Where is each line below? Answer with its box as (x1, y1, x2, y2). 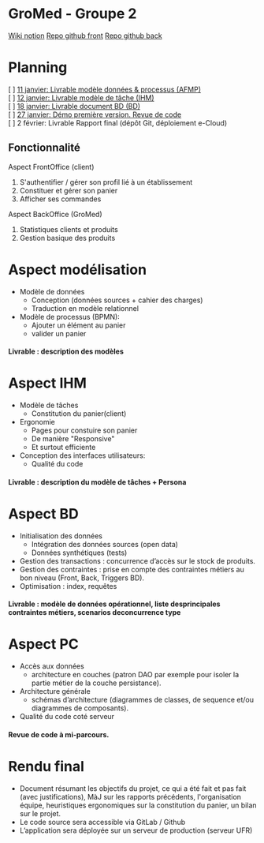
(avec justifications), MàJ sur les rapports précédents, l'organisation (19, 792, 242, 801)
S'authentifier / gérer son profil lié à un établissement (19, 177, 193, 186)
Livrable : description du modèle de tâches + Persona (8, 477, 187, 486)
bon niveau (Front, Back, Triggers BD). (19, 573, 144, 583)
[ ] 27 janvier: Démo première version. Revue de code (8, 110, 182, 119)
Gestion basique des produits (19, 233, 116, 242)
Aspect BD (8, 504, 79, 523)
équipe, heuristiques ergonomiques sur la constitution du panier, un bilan (19, 800, 258, 810)
